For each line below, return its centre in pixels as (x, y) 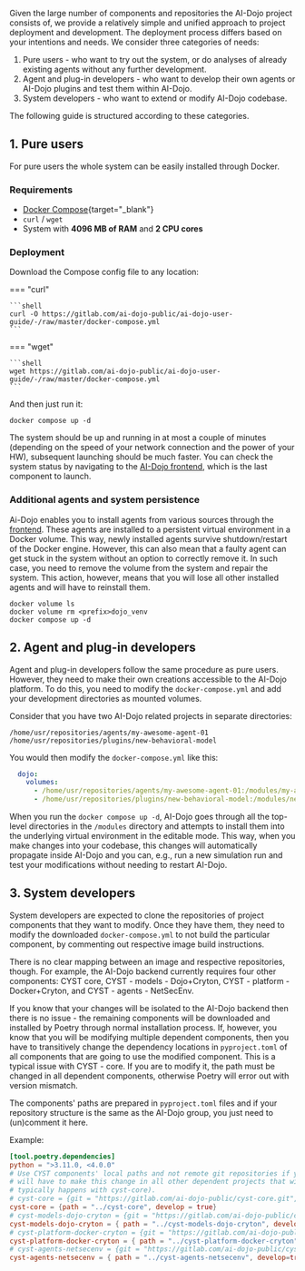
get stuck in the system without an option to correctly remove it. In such (144, 558)
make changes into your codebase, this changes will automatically (133, 846)
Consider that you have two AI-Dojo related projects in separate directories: (151, 715)
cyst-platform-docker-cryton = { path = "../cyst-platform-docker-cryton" (154, 1241)
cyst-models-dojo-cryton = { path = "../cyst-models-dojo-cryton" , (140, 1224)
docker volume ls (42, 604)
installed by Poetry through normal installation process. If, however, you (143, 1027)
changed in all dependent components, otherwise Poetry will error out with (149, 1076)
